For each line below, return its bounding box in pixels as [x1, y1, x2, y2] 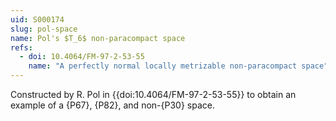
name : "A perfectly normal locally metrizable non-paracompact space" [28, 61, 329, 71]
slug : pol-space [10, 24, 78, 34]
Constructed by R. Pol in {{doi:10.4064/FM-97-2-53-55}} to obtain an [10, 89, 297, 100]
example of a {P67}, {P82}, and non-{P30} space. [10, 99, 215, 111]
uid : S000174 [10, 14, 65, 25]
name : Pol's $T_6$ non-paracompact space [10, 33, 186, 43]
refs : [10, 42, 33, 53]
